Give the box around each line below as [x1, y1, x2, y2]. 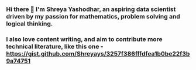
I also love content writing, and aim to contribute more [6, 35, 163, 43]
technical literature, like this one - [6, 42, 104, 50]
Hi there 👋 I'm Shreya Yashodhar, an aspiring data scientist [6, 5, 176, 13]
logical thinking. [6, 20, 53, 28]
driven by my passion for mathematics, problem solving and [6, 12, 180, 20]
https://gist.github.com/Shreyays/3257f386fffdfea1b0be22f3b [6, 49, 190, 57]
